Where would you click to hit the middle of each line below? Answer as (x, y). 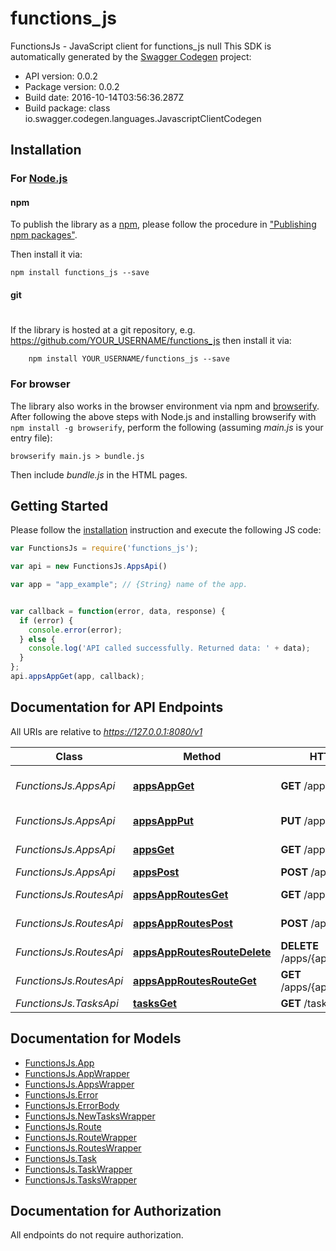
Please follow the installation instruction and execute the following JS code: (166, 530)
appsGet (154, 849)
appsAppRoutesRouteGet (195, 980)
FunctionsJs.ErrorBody (72, 1105)
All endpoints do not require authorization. (97, 1235)
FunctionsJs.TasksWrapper (80, 1179)
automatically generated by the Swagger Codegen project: (131, 56)
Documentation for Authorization (116, 1210)
